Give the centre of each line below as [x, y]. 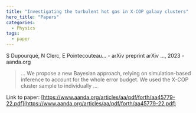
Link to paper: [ [24, 97]
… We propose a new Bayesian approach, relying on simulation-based [106, 73]
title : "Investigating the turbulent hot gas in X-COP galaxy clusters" [97, 11]
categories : [21, 22]
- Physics [23, 28]
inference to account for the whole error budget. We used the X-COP [104, 79]
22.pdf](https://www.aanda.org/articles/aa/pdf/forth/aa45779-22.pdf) [91, 103]
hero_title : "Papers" [33, 17]
